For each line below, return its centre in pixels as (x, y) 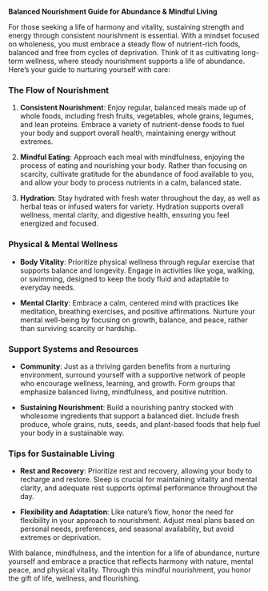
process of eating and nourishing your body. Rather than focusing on (134, 166)
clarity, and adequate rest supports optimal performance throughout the (138, 488)
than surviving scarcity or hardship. (78, 328)
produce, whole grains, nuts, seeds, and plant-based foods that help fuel (140, 424)
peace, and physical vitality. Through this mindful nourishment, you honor (130, 570)
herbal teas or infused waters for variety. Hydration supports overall (132, 206)
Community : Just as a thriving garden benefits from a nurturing (125, 366)
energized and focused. (59, 224)
